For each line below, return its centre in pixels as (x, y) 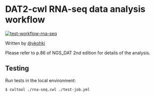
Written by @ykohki (25, 43)
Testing (17, 68)
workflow (25, 20)
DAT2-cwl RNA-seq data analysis (75, 9)
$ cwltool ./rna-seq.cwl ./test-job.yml (48, 90)
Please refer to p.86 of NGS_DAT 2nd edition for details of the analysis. (78, 53)
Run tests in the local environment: (40, 80)
